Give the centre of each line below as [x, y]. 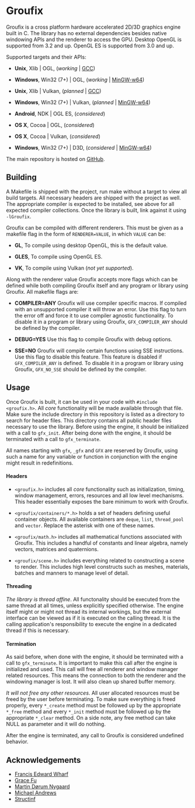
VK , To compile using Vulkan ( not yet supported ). [74, 268]
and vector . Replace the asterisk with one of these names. [85, 525]
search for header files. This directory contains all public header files [89, 420]
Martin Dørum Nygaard [42, 786]
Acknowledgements [43, 760]
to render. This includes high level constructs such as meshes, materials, [102, 566]
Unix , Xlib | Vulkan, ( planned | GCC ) [58, 91]
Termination [21, 644]
